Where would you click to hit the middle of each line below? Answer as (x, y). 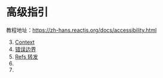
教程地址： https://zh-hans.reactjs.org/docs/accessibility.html (81, 30)
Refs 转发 (26, 56)
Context (24, 42)
